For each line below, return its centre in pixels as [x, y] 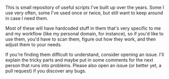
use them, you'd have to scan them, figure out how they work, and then [81, 39]
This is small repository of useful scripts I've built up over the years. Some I [85, 7]
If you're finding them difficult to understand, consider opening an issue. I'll [85, 54]
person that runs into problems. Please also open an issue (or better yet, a [83, 65]
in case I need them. [27, 18]
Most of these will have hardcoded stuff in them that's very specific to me [83, 28]
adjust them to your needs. [34, 45]
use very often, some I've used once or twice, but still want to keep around [84, 13]
